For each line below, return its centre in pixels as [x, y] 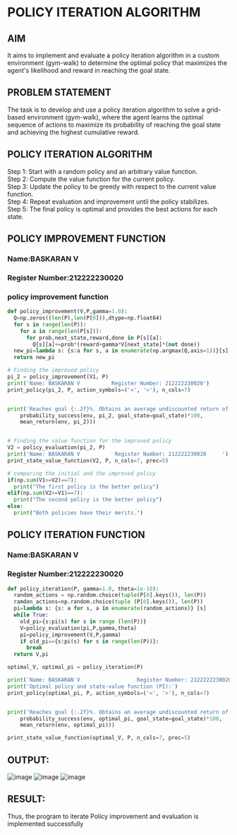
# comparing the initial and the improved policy [82, 473]
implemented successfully [45, 824]
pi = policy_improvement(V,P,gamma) [71, 635]
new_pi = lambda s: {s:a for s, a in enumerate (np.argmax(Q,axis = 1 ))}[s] [121, 351]
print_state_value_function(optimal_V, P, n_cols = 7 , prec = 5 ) [99, 738]
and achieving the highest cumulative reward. [73, 132]
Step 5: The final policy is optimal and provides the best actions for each [113, 209]
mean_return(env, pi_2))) [58, 422]
